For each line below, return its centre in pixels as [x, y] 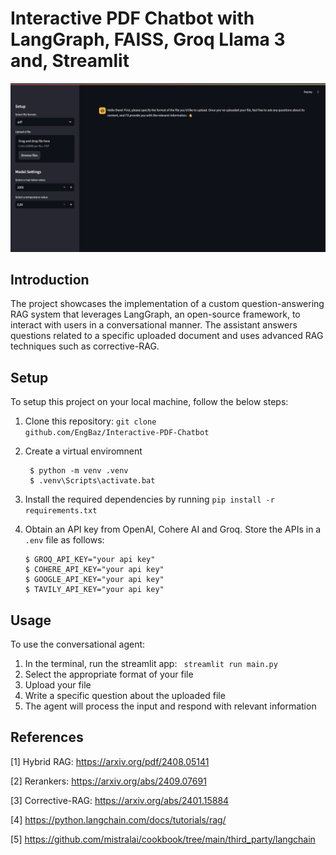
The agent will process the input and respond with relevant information [170, 706]
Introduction [50, 280]
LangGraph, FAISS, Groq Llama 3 [148, 39]
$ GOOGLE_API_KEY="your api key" [94, 580]
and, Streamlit [70, 61]
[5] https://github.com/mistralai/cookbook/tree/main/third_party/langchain [163, 839]
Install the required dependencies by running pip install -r [149, 499]
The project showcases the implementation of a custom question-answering [167, 304]
